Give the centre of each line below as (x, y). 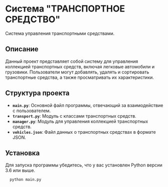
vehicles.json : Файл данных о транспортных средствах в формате (84, 132)
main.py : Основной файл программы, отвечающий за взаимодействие (88, 105)
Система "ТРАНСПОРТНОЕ (65, 9)
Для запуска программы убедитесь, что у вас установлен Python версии (84, 165)
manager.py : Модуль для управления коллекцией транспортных (80, 121)
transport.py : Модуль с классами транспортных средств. (74, 116)
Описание (22, 49)
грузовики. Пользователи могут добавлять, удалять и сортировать (77, 72)
